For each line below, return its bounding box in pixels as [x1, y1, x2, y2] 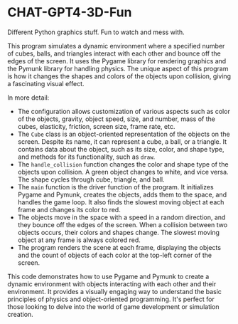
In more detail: [7, 93, 50, 102]
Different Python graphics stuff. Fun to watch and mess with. [7, 28, 185, 36]
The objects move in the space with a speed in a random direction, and [17, 213, 226, 221]
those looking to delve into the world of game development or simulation [7, 302, 220, 310]
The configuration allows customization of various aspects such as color [17, 107, 231, 115]
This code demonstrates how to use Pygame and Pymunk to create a [7, 272, 210, 281]
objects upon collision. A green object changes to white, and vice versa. [17, 167, 229, 176]
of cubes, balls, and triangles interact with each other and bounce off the [7, 49, 222, 58]
